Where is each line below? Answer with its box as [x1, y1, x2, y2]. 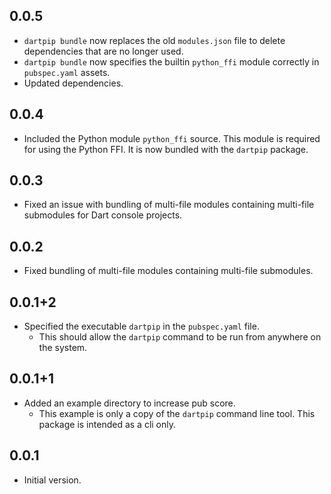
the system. [38, 342, 88, 354]
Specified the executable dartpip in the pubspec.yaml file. [23, 320, 260, 333]
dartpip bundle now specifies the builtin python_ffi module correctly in [23, 55, 320, 68]
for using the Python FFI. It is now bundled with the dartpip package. [23, 143, 309, 155]
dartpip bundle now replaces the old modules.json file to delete [23, 34, 286, 46]
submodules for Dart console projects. [23, 209, 183, 221]
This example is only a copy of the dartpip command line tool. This [38, 407, 316, 419]
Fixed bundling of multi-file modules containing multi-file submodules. [23, 265, 314, 277]
